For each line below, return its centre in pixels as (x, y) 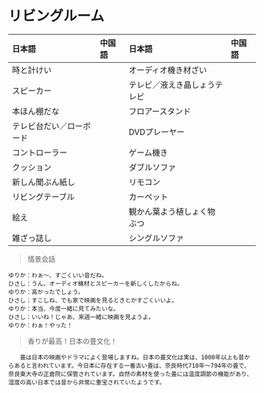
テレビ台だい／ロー (48, 126)
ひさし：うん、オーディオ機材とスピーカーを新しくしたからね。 (95, 284)
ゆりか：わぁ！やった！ (40, 325)
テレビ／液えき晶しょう (172, 85)
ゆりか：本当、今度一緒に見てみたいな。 (64, 309)
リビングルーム (56, 16)
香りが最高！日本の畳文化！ (72, 341)
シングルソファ (156, 238)
